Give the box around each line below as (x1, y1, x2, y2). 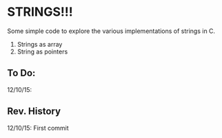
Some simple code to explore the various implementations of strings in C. (7, 27, 216, 35)
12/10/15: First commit (7, 124, 69, 132)
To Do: (7, 67, 36, 79)
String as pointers (17, 47, 68, 56)
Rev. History (7, 106, 61, 117)
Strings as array (17, 40, 63, 48)
